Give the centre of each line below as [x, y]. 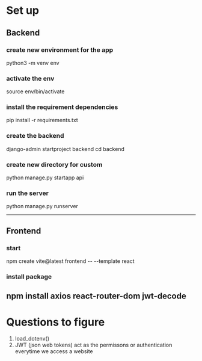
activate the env [30, 78]
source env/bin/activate [35, 91]
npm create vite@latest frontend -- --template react [70, 261]
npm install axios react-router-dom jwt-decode [96, 296]
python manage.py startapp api [45, 177]
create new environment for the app [60, 50]
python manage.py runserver [42, 206]
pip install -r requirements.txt [42, 120]
